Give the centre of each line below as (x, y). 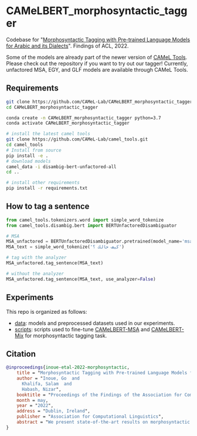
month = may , (33, 400)
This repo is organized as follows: (47, 311)
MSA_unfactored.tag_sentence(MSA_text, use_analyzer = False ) (81, 279)
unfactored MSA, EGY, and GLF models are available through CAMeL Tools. (97, 69)
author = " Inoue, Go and (48, 378)
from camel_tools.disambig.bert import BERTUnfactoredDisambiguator (91, 225)
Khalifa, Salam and (47, 384)
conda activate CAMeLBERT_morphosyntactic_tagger (68, 123)
